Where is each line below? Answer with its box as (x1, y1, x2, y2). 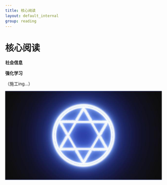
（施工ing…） (5, 81, 33, 87)
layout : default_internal (5, 13, 59, 18)
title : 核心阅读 (5, 8, 36, 13)
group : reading (5, 18, 37, 23)
